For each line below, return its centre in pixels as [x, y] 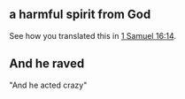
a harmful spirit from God [80, 15]
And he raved [47, 64]
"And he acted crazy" [48, 85]
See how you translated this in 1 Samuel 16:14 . [93, 35]
